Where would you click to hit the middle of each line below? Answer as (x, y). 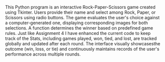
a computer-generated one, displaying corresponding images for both (77, 23)
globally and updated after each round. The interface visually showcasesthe (83, 44)
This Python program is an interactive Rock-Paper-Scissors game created (80, 7)
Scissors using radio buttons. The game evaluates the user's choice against (82, 17)
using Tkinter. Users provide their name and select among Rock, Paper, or (81, 12)
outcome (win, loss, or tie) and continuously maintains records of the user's (82, 49)
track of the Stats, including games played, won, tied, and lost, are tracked (81, 38)
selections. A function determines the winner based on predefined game (79, 28)
